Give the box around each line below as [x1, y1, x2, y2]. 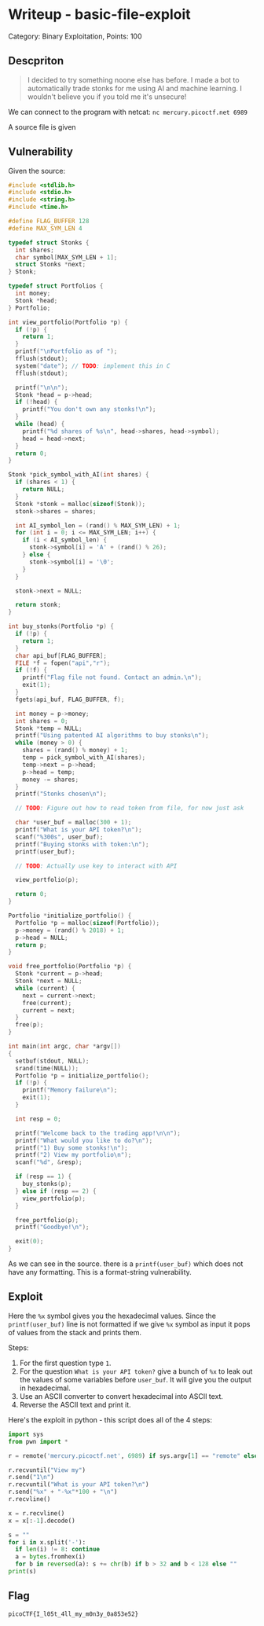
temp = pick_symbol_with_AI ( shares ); [22, 754, 146, 762]
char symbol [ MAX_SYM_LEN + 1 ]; [15, 253, 118, 261]
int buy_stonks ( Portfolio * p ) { [8, 622, 114, 630]
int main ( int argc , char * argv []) [8, 1043, 122, 1051]
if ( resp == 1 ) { [15, 1173, 72, 1180]
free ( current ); [22, 999, 72, 1007]
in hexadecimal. [19, 1383, 71, 1393]
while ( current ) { [15, 984, 76, 992]
